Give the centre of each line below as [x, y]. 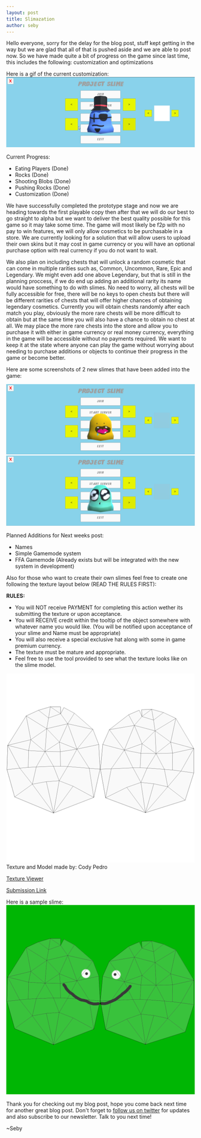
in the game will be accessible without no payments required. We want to [96, 339]
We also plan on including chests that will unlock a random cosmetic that [96, 262]
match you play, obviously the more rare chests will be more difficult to [94, 313]
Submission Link [26, 890]
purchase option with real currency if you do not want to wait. [82, 251]
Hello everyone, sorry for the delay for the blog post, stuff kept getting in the [100, 43]
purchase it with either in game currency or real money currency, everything [100, 332]
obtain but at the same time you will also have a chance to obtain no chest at [100, 320]
